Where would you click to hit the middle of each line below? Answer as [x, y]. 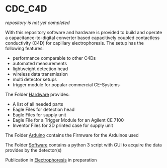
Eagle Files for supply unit [39, 115]
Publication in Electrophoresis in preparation [51, 160]
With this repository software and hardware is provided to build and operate [84, 32]
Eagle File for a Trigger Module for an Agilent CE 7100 [68, 120]
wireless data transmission [40, 74]
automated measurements [39, 63]
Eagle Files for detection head [43, 109]
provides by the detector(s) [33, 150]
